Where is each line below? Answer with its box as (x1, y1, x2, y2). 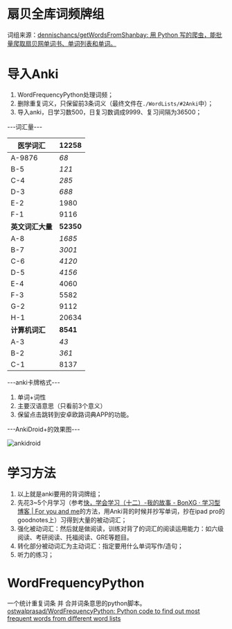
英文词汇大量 (10, 221, 53, 231)
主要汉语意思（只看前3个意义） (17, 401, 107, 410)
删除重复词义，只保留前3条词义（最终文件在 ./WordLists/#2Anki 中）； (17, 99, 214, 108)
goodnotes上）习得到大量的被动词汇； (17, 515, 127, 524)
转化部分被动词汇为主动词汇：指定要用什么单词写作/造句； (17, 542, 184, 550)
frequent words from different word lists (7, 614, 121, 622)
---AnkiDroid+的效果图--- (7, 425, 80, 433)
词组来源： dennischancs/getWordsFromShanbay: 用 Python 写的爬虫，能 (7, 31, 217, 39)
